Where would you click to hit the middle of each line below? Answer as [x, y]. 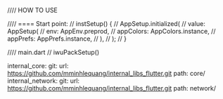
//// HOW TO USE [33, 10]
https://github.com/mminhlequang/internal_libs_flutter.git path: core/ [106, 73]
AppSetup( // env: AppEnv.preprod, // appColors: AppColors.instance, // [111, 31]
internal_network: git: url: [43, 81]
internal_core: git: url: [38, 66]
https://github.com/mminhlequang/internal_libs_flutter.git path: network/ [112, 88]
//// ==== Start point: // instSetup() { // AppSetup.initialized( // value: [107, 24]
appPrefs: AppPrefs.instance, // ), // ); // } [67, 39]
